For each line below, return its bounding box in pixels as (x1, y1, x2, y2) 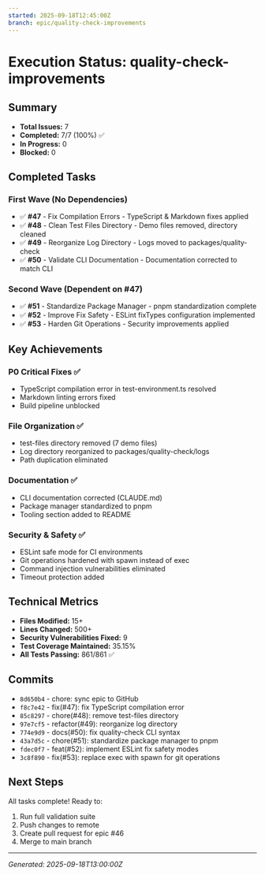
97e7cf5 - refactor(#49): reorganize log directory (19, 719, 178, 728)
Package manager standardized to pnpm (19, 501, 152, 511)
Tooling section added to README (19, 509, 132, 519)
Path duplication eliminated (19, 455, 109, 465)
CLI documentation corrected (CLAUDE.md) (19, 493, 163, 502)
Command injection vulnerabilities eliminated (19, 564, 166, 574)
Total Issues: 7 (19, 121, 69, 131)
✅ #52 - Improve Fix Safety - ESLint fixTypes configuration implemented (19, 311, 256, 320)
